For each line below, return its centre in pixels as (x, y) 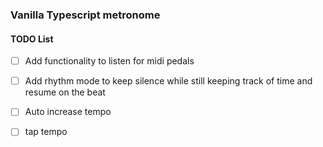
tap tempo (46, 132)
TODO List (32, 39)
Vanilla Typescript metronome (85, 15)
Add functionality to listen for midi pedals (109, 61)
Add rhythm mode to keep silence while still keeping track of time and (168, 81)
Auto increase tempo (68, 112)
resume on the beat (65, 92)
